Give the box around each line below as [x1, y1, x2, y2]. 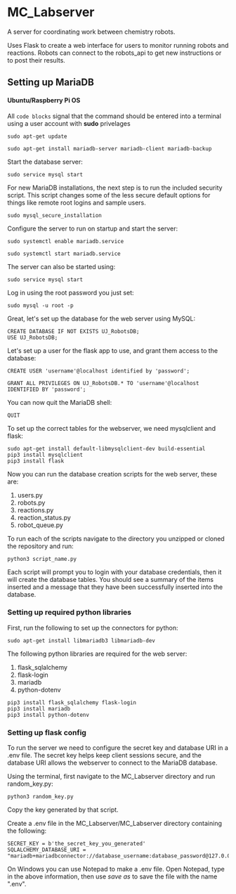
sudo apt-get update [7, 133, 68, 140]
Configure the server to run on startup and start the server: [7, 224, 178, 233]
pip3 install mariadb [7, 705, 71, 712]
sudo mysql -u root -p [7, 302, 74, 309]
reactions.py [17, 505, 54, 514]
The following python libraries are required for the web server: [7, 649, 188, 658]
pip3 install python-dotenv [7, 711, 90, 718]
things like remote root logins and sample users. [7, 198, 146, 207]
